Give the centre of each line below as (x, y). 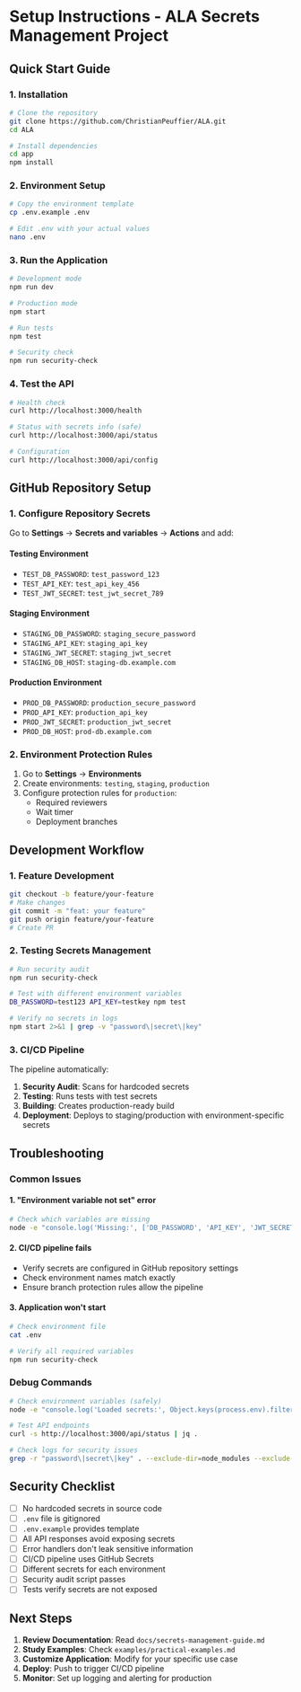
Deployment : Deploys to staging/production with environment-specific (153, 1115)
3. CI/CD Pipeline (47, 1050)
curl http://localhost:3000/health (76, 411)
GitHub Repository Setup (80, 488)
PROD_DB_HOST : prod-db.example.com (87, 731)
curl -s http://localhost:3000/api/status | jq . (104, 1434)
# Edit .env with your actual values (80, 229)
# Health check (38, 403)
